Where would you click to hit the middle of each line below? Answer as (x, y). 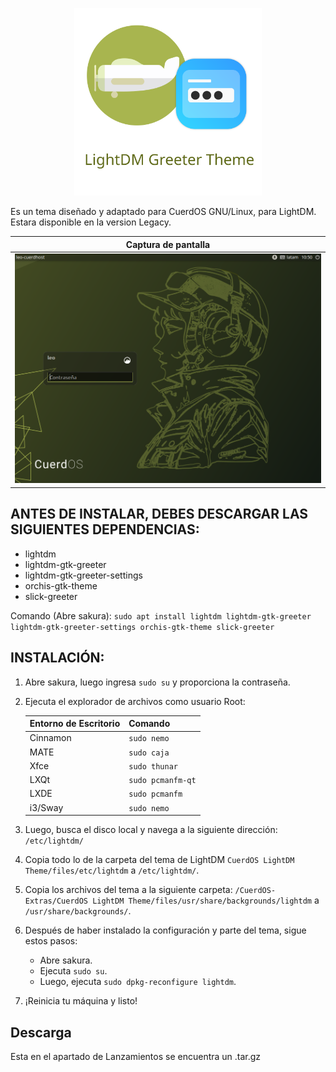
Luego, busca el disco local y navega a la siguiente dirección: (151, 830)
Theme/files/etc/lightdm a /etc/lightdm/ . (112, 870)
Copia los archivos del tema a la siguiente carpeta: (128, 890)
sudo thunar (153, 766)
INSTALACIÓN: (57, 658)
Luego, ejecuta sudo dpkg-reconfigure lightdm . (138, 982)
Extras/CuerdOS (56, 901)
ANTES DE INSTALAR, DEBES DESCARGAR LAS (159, 514)
